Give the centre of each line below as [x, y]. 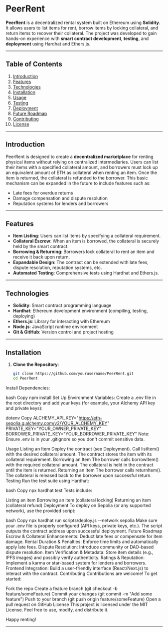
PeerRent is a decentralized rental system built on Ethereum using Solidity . [83, 22]
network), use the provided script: [41, 510]
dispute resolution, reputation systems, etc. [57, 267]
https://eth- [90, 417]
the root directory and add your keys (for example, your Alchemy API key [81, 402]
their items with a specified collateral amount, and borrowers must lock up [82, 167]
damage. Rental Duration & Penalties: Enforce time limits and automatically [82, 541]
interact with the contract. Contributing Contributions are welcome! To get [82, 573]
